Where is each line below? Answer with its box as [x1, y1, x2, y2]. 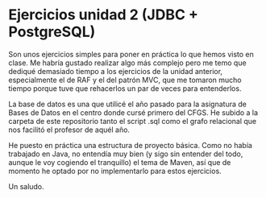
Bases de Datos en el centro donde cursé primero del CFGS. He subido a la [8, 107, 259, 118]
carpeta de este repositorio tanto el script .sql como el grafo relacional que [8, 116, 257, 126]
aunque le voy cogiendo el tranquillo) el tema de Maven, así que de [8, 157, 231, 167]
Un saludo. [8, 181, 44, 191]
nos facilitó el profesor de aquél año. [8, 125, 131, 134]
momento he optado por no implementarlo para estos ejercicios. [8, 166, 222, 175]
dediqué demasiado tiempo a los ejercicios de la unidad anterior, [8, 66, 223, 76]
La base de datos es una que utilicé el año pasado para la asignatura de [8, 99, 247, 109]
